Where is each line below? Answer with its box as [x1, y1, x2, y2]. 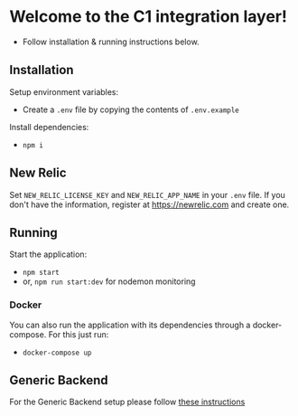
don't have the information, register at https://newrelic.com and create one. [9, 199, 290, 210]
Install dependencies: [9, 121, 89, 132]
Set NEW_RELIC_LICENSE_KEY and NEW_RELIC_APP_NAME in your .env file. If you [9, 189, 286, 200]
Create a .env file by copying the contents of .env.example [22, 104, 239, 115]
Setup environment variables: [9, 86, 119, 97]
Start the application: [9, 249, 88, 260]
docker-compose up [22, 348, 92, 357]
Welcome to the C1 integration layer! [9, 6, 287, 27]
